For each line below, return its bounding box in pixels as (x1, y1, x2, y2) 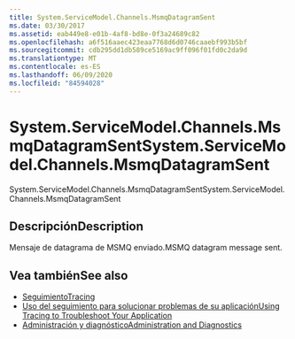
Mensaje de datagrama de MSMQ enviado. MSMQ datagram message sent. (9, 243, 283, 253)
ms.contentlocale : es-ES (9, 63, 101, 72)
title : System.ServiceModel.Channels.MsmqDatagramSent (9, 12, 216, 22)
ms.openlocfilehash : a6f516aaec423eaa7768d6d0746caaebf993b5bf (9, 37, 248, 47)
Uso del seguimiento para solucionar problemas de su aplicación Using (21, 301, 281, 312)
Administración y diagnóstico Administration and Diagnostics (21, 320, 242, 330)
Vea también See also (9, 267, 128, 283)
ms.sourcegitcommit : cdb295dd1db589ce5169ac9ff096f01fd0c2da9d (9, 46, 248, 55)
